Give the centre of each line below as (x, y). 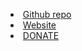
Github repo (47, 14)
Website (39, 25)
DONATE (41, 35)
